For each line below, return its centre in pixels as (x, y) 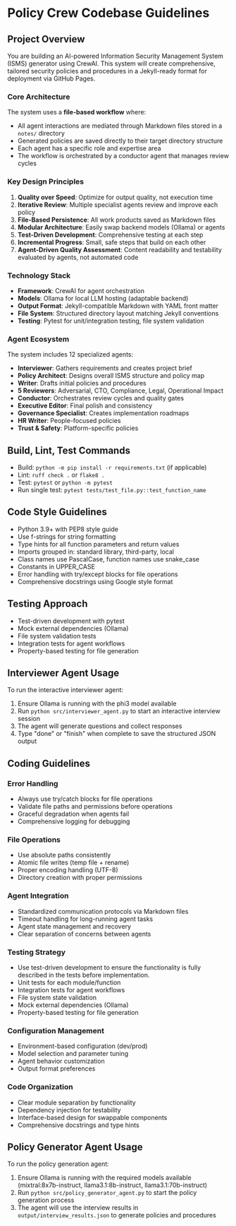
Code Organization (40, 1087)
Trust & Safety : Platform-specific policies (78, 428)
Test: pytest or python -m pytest (65, 482)
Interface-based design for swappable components (92, 1117)
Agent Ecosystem (38, 339)
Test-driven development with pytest (71, 621)
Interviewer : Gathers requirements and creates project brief (105, 368)
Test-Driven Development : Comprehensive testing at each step (110, 234)
